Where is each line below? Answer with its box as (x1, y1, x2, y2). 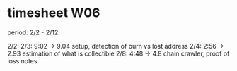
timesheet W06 (7, 5, 100, 21)
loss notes (7, 56, 37, 65)
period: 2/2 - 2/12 (7, 28, 59, 37)
